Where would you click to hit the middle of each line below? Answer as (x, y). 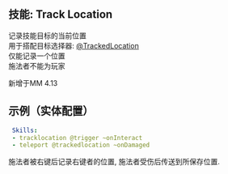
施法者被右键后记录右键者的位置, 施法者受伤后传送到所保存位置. (114, 162)
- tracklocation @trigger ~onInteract (77, 138)
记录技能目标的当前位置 (47, 36)
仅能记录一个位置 (37, 56)
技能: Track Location (61, 15)
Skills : (25, 130)
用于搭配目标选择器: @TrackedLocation (74, 45)
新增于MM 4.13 (33, 83)
